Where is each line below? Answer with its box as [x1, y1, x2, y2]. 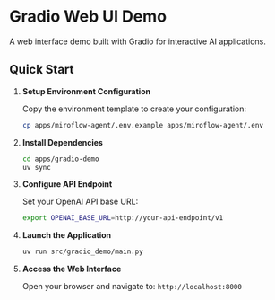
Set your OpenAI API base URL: [21, 196, 139, 207]
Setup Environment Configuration [21, 85, 150, 96]
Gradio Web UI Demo [9, 6, 168, 27]
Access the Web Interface [21, 263, 122, 275]
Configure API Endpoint [21, 179, 113, 190]
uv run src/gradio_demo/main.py [21, 247, 143, 257]
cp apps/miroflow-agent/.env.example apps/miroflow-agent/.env [21, 120, 264, 129]
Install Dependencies [21, 137, 103, 147]
